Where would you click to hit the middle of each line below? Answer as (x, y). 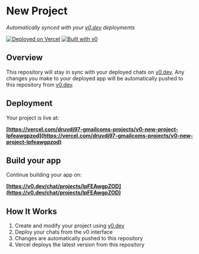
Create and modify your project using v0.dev (70, 226)
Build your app (34, 160)
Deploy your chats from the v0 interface (64, 232)
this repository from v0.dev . (40, 84)
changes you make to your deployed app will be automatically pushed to (95, 78)
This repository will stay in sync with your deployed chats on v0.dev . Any (95, 72)
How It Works (32, 211)
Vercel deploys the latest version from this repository (80, 244)
